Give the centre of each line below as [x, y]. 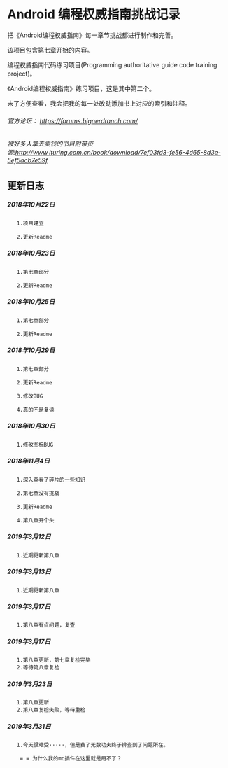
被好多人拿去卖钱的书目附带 [47, 144]
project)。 [22, 74]
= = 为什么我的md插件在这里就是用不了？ [71, 759]
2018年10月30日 [31, 426]
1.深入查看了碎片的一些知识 [51, 480]
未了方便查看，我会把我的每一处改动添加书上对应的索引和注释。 [99, 103]
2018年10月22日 [31, 204]
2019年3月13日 [29, 572]
